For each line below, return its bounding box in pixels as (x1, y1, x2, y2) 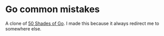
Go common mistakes (5, 4, 100, 15)
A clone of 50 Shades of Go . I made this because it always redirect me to (5, 20, 159, 26)
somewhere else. (5, 25, 42, 31)
